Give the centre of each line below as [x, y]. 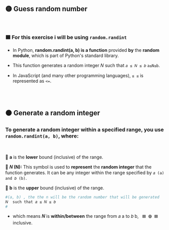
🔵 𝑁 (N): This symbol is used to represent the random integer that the [78, 167]
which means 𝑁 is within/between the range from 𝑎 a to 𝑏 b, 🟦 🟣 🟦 [85, 216]
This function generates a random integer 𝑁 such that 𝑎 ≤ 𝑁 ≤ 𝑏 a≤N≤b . [86, 65]
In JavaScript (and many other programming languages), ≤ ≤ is [78, 76]
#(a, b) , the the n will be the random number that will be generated [82, 197]
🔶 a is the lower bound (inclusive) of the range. [54, 157]
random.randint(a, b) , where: [42, 136]
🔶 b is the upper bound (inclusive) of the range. [55, 188]
